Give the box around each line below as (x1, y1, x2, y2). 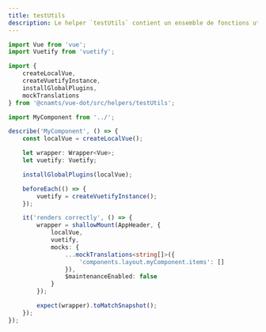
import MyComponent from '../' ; (8, 113, 115, 121)
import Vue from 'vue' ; (8, 40, 87, 48)
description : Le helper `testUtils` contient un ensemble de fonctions (8, 19, 249, 27)
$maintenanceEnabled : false (64, 273, 158, 281)
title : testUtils (8, 11, 66, 20)
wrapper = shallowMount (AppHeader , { (36, 221, 161, 229)
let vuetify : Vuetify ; (22, 157, 97, 164)
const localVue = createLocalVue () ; (22, 135, 144, 143)
